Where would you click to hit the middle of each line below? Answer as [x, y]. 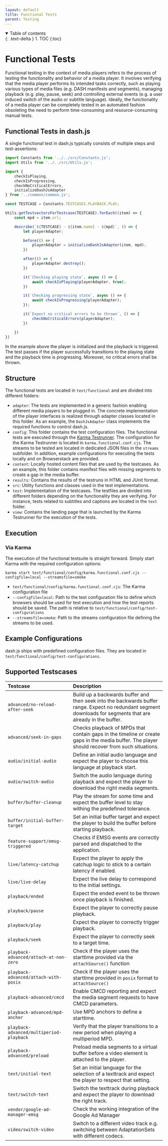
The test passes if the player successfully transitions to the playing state [80, 352]
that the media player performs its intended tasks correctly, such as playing [83, 84]
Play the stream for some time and [113, 796]
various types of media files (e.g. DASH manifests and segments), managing [84, 89]
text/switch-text [28, 1094]
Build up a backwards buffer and [111, 694]
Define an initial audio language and [115, 754]
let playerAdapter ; [43, 231]
